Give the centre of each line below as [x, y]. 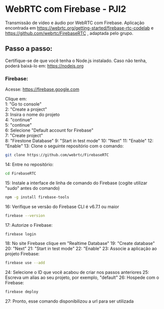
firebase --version [25, 215]
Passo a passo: [29, 49]
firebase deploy [22, 292]
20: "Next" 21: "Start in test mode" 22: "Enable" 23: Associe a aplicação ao [81, 249]
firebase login [21, 234]
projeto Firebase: [22, 254]
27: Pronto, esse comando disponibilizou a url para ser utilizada [69, 301]
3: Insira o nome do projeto [33, 115]
